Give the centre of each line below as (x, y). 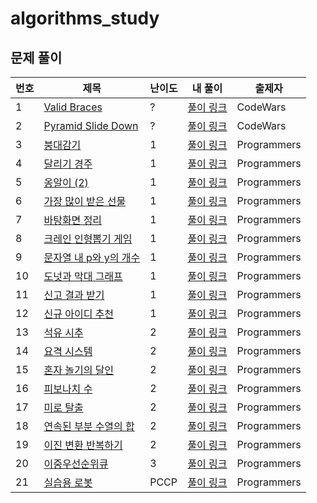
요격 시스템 (68, 351)
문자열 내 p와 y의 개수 (92, 257)
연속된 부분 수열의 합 (89, 426)
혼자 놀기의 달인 (79, 370)
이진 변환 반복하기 (83, 445)
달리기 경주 (68, 164)
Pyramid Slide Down (91, 125)
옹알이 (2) (66, 182)
